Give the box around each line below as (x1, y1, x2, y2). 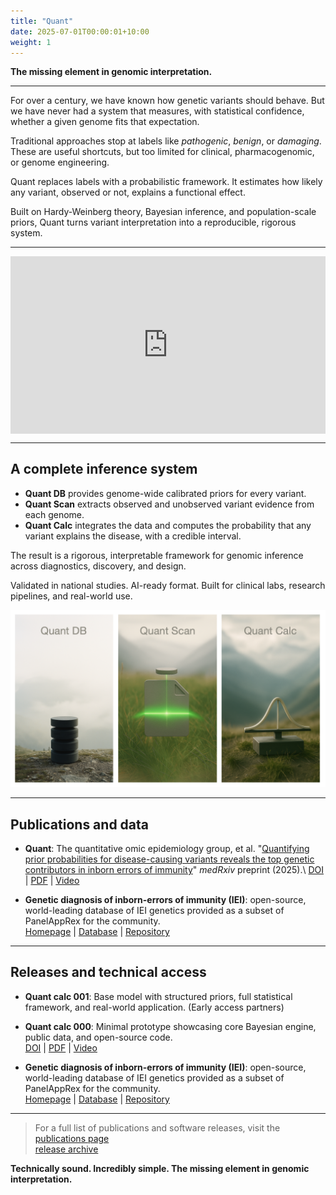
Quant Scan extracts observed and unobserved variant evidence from (24, 498, 315, 510)
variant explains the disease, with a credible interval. (24, 530, 242, 542)
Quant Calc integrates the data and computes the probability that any (24, 519, 312, 531)
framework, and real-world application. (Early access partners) (24, 1001, 285, 1013)
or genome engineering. (10, 156, 110, 169)
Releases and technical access (10, 964, 207, 981)
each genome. (24, 508, 85, 520)
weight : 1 (10, 37, 52, 47)
